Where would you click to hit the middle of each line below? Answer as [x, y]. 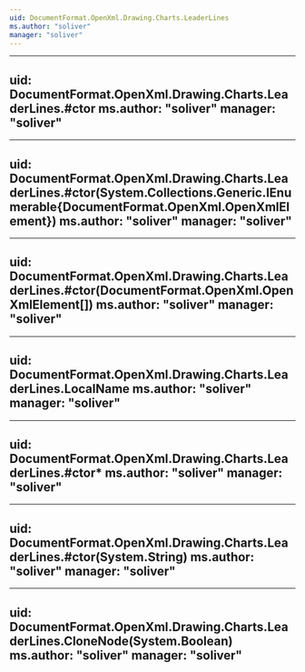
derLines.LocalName [69, 389]
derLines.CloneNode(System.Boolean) [121, 641]
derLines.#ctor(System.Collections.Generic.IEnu [151, 192]
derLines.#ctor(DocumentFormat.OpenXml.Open [152, 291]
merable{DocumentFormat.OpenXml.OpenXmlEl [150, 207]
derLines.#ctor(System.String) [98, 557]
